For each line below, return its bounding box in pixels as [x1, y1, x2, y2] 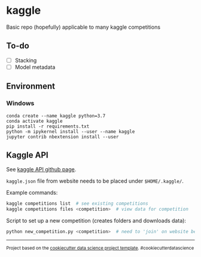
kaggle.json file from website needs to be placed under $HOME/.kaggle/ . [6, 177, 184, 185]
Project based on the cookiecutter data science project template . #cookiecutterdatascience [6, 245, 194, 251]
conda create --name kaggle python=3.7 [6, 113, 106, 119]
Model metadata [14, 64, 56, 71]
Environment [6, 81, 56, 92]
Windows [6, 99, 35, 108]
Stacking [14, 56, 37, 64]
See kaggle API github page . [6, 166, 77, 173]
